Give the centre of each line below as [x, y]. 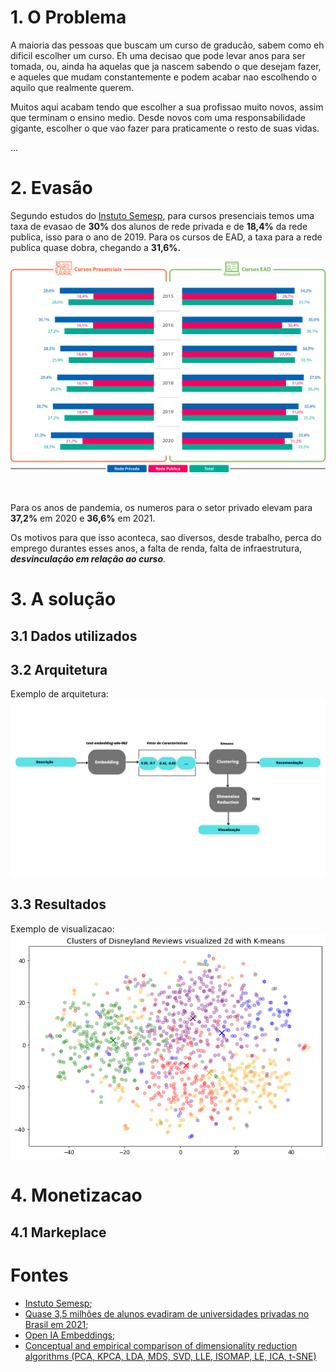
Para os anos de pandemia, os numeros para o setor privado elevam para [161, 508]
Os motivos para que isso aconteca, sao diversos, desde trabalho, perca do [166, 538]
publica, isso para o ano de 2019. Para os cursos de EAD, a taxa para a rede [166, 237]
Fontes [39, 1275]
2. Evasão [51, 188]
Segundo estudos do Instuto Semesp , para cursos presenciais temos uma [162, 215]
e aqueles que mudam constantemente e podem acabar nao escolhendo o [164, 77]
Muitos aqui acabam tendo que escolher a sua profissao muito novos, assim [167, 107]
